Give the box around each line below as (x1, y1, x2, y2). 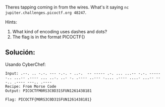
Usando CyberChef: (5, 61, 46, 67)
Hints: (5, 19, 17, 25)
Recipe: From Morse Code (5, 84, 56, 89)
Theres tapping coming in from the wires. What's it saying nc (5, 4, 129, 10)
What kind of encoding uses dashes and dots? (12, 29, 108, 34)
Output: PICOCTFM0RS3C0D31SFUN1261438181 (5, 88, 92, 93)
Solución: (5, 48, 36, 56)
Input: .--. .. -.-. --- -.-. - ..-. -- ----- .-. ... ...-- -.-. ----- (5, 71, 161, 76)
